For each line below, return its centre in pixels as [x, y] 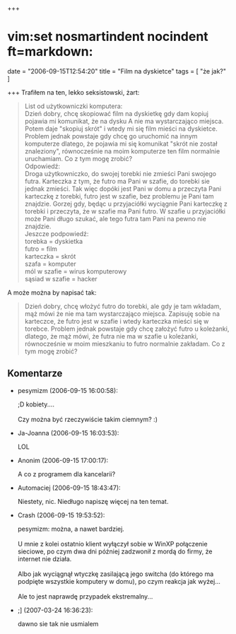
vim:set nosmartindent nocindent [108, 37]
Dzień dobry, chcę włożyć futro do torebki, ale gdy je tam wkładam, [123, 306]
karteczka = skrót [50, 256]
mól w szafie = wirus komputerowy [76, 271]
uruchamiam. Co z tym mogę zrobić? [78, 158]
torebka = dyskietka [54, 241]
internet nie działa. [45, 558]
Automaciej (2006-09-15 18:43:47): [69, 488]
